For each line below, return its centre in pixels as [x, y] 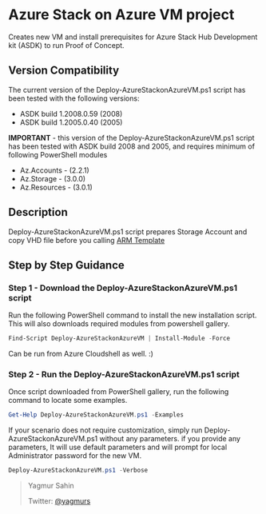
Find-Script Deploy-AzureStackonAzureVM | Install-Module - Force [119, 339]
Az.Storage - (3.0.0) [53, 178]
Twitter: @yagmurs [59, 501]
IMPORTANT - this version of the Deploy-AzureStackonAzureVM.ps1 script [131, 137]
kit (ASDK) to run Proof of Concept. [67, 45]
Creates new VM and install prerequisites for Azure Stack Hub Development [133, 37]
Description [38, 212]
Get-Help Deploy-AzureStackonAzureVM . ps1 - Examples [96, 415]
